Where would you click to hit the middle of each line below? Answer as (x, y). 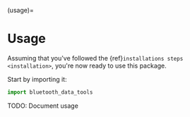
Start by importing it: (37, 79)
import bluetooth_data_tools (50, 92)
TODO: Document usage (43, 106)
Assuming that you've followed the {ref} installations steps (95, 58)
